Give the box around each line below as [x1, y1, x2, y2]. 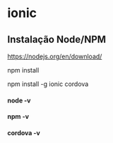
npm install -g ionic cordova [7, 80, 89, 88]
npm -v [7, 112, 30, 121]
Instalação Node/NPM [7, 33, 107, 46]
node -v [7, 96, 31, 105]
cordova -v [7, 128, 40, 137]
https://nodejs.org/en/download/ [7, 52, 102, 60]
